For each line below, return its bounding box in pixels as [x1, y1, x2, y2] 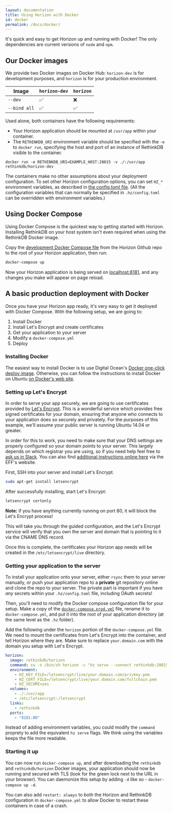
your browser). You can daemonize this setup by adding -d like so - [5, 776, 147, 782]
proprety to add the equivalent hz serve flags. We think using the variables [5, 730, 163, 736]
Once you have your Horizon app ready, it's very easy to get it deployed [5, 303, 157, 309]
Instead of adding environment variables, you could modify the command [5, 724, 155, 730]
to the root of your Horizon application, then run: [5, 250, 107, 256]
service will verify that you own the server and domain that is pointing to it [5, 528, 162, 534]
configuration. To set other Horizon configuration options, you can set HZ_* [5, 178, 163, 185]
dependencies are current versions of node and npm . [5, 42, 114, 48]
